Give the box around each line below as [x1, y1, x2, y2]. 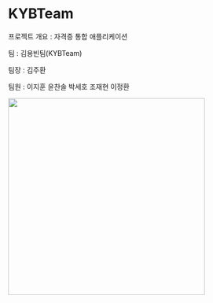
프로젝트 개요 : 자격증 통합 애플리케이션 [8, 31, 128, 41]
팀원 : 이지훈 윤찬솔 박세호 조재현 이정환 [8, 82, 130, 91]
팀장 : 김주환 [8, 65, 46, 75]
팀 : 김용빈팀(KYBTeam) [8, 48, 83, 57]
